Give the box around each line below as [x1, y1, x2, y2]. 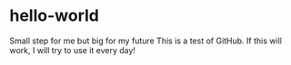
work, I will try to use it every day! [9, 44, 136, 55]
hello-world [9, 5, 100, 26]
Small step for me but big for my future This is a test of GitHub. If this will [9, 35, 282, 46]
